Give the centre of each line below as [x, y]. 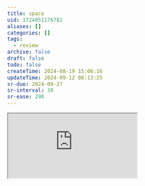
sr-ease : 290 [26, 97]
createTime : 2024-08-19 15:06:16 [55, 71]
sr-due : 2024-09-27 [35, 84]
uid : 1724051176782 [35, 20]
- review [26, 45]
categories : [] [29, 33]
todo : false [24, 65]
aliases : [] [24, 26]
